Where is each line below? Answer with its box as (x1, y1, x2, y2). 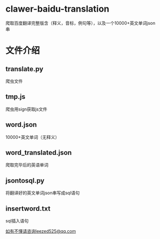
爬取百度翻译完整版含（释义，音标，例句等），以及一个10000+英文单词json (5, 20, 156, 26)
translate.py (5, 65, 43, 73)
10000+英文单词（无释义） (5, 134, 60, 140)
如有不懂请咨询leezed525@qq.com (5, 228, 76, 234)
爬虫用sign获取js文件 (5, 106, 48, 112)
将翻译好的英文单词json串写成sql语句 (5, 190, 80, 196)
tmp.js (5, 92, 26, 101)
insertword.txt (5, 204, 51, 213)
